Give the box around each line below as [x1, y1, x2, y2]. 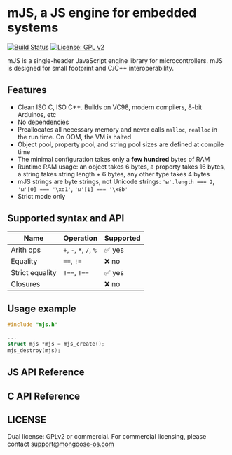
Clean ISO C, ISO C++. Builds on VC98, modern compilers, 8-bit [17, 103, 203, 111]
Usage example [7, 302, 77, 314]
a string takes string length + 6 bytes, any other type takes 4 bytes [17, 169, 210, 178]
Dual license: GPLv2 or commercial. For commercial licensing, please [7, 433, 207, 441]
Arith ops [11, 245, 41, 255]
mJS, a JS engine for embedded [7, 5, 197, 21]
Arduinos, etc [17, 110, 57, 118]
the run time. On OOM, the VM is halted [17, 132, 132, 141]
